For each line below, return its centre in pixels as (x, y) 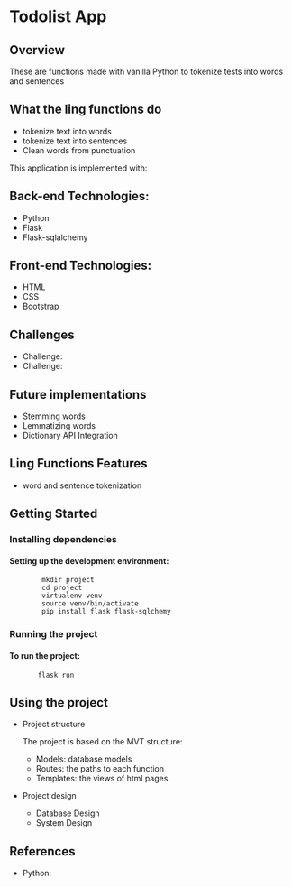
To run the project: (45, 655)
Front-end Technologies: (80, 266)
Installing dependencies (63, 540)
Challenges (42, 334)
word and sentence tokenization (82, 485)
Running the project (54, 634)
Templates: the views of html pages (102, 779)
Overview (37, 50)
